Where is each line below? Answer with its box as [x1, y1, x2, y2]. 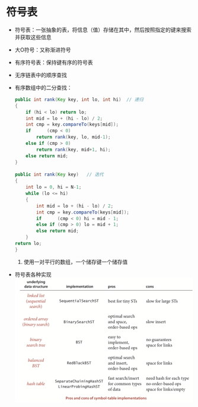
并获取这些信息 [14, 33, 52, 40]
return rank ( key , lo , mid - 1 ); [36, 134, 111, 140]
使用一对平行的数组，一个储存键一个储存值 [23, 258, 128, 265]
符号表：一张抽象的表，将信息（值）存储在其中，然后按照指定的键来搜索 [14, 26, 191, 33]
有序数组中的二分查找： [14, 84, 72, 91]
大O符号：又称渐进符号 [14, 46, 71, 53]
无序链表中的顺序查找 [14, 71, 67, 78]
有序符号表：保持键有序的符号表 [14, 59, 93, 66]
